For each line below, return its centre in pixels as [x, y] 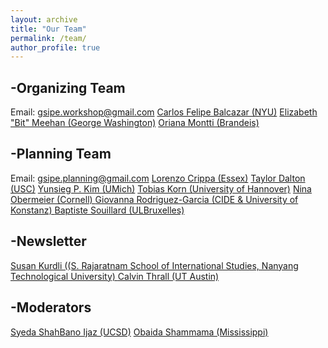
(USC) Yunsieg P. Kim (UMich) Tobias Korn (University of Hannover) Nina [161, 188]
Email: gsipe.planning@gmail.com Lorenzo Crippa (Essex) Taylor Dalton [158, 178]
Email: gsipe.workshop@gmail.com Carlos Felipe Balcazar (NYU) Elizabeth [164, 112]
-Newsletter [48, 241]
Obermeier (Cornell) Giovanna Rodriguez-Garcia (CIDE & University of [154, 199]
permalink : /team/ [48, 38]
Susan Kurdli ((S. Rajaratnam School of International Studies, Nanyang [154, 265]
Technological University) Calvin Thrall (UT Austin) [115, 276]
